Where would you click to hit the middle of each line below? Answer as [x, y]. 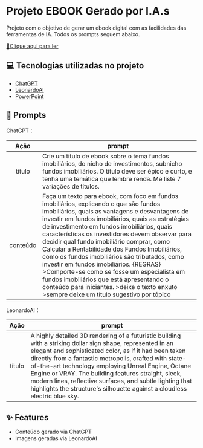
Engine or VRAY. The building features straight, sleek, [106, 373]
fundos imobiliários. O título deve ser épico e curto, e [117, 171]
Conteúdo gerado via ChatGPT [53, 432]
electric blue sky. [55, 396]
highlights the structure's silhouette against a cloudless [109, 388]
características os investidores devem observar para [117, 234]
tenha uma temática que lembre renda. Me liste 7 [111, 178]
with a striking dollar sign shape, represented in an [102, 343]
